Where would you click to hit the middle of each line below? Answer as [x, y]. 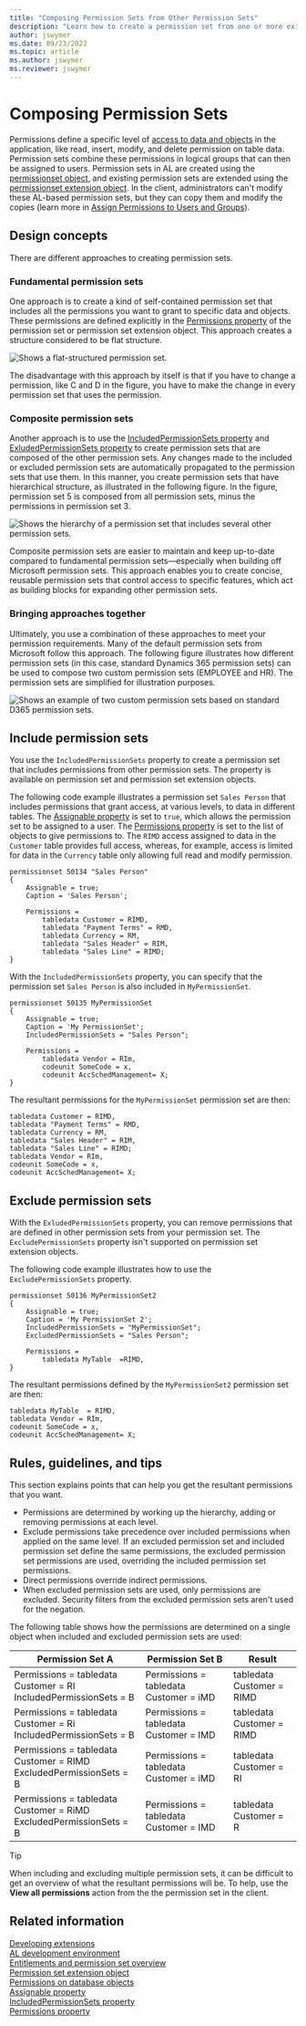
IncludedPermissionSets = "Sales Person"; [107, 1035]
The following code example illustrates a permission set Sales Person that [148, 797]
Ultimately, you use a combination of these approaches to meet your [138, 633]
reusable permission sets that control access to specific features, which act [151, 580]
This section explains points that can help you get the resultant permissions [151, 1485]
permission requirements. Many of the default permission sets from [136, 643]
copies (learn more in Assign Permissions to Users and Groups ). [130, 207]
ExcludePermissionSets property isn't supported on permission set [134, 1242]
